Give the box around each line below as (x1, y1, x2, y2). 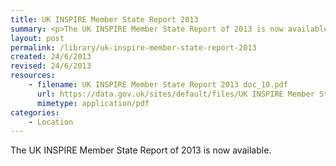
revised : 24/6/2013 (10, 61, 92, 71)
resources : (10, 71, 56, 81)
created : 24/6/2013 (10, 52, 92, 62)
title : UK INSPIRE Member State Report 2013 (10, 14, 199, 25)
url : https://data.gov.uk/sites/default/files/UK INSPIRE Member (36, 89, 315, 99)
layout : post (10, 33, 65, 43)
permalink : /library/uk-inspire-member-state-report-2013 (10, 42, 257, 53)
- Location (28, 117, 74, 127)
